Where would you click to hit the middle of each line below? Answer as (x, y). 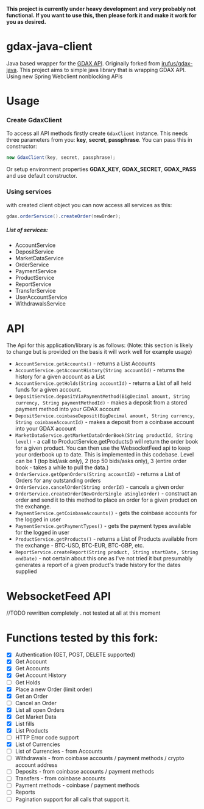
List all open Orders (40, 710)
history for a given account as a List (60, 377)
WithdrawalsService (40, 304)
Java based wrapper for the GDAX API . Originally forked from (83, 63)
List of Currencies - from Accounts (59, 752)
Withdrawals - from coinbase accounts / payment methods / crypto (100, 758)
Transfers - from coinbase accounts (60, 778)
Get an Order (31, 696)
